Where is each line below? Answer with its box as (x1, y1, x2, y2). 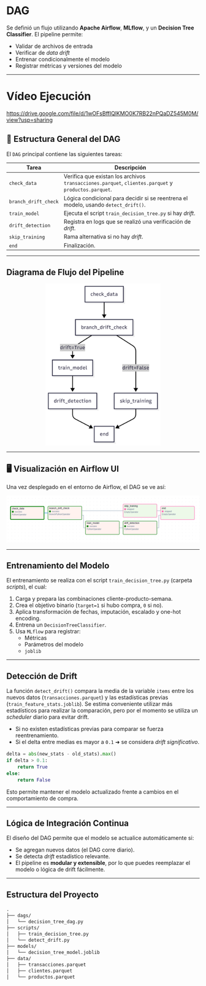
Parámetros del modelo (24, 641, 84, 648)
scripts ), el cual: (6, 583, 47, 590)
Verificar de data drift (15, 49, 71, 56)
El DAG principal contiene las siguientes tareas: (6, 150, 123, 157)
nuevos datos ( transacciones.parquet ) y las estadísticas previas (6, 694, 169, 701)
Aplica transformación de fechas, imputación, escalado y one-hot (15, 608, 181, 616)
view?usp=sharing (6, 116, 53, 123)
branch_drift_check (9, 199, 59, 205)
